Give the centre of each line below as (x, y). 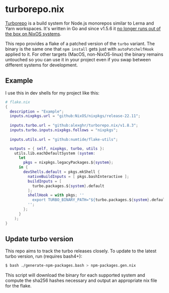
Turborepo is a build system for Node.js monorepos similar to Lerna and (80, 23)
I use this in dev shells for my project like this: (52, 93)
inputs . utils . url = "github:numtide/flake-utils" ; (64, 139)
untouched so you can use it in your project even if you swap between (78, 59)
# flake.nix (18, 102)
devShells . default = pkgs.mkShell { (62, 172)
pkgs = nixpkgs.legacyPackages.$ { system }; (68, 163)
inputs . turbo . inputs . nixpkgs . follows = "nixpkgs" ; (64, 130)
